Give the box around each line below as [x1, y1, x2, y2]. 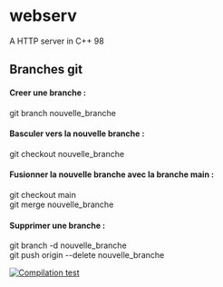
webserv [9, 5, 77, 26]
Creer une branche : [9, 87, 86, 98]
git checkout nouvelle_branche [9, 148, 125, 159]
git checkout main [9, 189, 77, 200]
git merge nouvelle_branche [9, 199, 114, 210]
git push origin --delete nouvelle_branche [9, 250, 165, 261]
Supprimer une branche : [9, 220, 106, 231]
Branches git [9, 62, 83, 77]
